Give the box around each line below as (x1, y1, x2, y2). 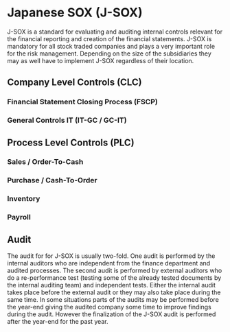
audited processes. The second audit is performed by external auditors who (7, 266, 222, 275)
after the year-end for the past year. (7, 318, 108, 326)
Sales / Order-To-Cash (7, 157, 84, 167)
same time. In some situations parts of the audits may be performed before (7, 296, 220, 304)
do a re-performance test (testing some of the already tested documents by (7, 274, 222, 282)
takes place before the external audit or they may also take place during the (7, 288, 221, 296)
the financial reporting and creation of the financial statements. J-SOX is (7, 34, 212, 43)
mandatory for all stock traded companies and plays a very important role (7, 42, 215, 50)
